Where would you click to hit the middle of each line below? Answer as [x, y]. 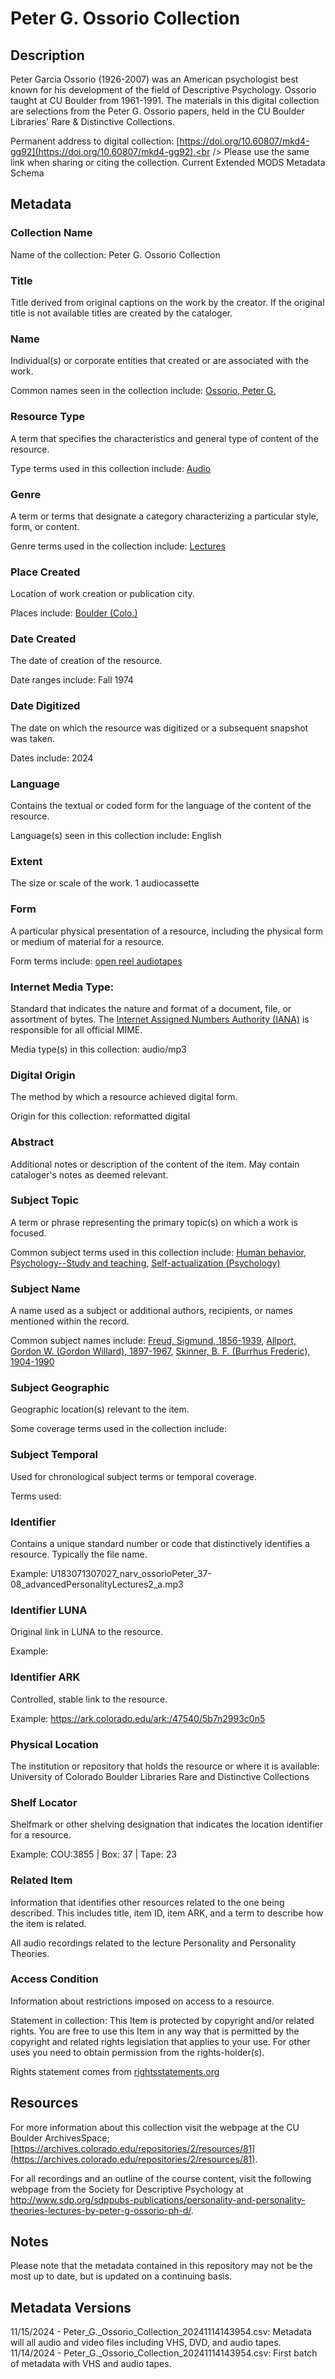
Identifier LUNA [49, 1610]
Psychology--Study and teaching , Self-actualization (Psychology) [145, 1263]
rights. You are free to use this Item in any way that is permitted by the [155, 2031]
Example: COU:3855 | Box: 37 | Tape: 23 [93, 1854]
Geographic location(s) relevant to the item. [100, 1409]
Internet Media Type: [62, 987]
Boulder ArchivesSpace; [60, 2138]
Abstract [32, 1142]
